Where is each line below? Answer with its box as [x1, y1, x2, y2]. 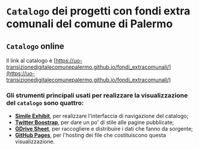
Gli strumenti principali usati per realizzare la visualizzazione [6, 91, 188, 99]
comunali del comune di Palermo [6, 17, 173, 31]
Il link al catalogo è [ [6, 57, 56, 64]
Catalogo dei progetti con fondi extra [6, 4, 191, 18]
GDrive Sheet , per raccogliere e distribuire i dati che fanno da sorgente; [14, 125, 194, 133]
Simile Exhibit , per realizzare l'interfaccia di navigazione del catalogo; [14, 113, 189, 120]
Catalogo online [6, 41, 64, 51]
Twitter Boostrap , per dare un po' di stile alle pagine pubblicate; [14, 119, 174, 126]
